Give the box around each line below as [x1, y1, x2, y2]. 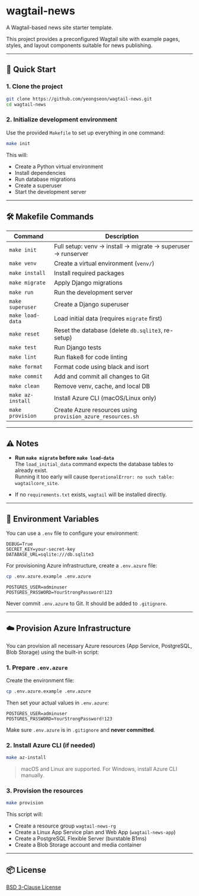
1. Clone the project [6, 82, 63, 90]
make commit [9, 373, 43, 380]
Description [105, 232, 139, 240]
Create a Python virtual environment [14, 162, 104, 170]
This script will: [6, 811, 43, 818]
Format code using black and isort [54, 363, 149, 371]
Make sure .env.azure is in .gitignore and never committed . [6, 726, 156, 733]
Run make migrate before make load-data [14, 454, 114, 462]
